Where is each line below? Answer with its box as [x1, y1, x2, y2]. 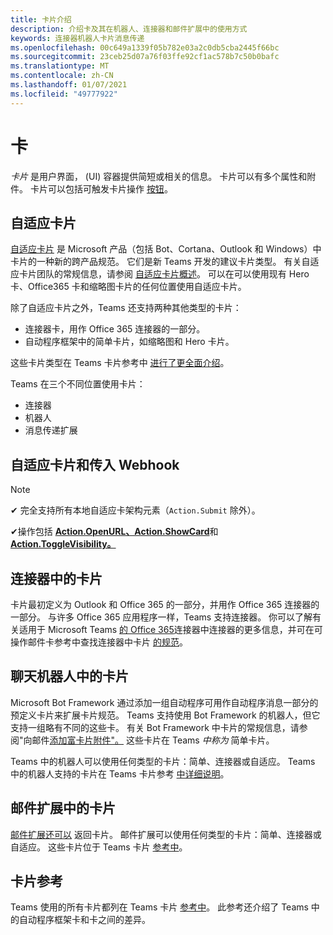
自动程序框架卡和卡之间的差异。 [18, 914, 151, 926]
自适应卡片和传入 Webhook [10, 456, 180, 473]
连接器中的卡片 [10, 570, 103, 587]
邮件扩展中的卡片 [10, 800, 116, 817]
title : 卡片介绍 [10, 14, 72, 25]
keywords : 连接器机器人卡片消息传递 [10, 33, 145, 43]
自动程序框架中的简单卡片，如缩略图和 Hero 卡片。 [24, 336, 235, 348]
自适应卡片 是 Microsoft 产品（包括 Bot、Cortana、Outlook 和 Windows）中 [10, 243, 322, 255]
